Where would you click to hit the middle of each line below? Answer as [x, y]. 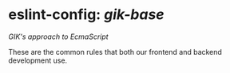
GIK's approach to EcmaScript [59, 36]
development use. [38, 60]
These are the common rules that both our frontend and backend [115, 52]
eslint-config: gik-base [87, 15]
